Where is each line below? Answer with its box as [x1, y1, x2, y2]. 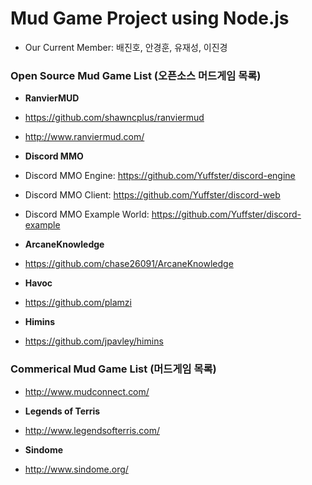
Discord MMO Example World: [24, 208, 150, 221]
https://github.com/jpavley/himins [24, 335, 164, 347]
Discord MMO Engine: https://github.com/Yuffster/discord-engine [24, 170, 296, 182]
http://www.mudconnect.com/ [24, 385, 150, 397]
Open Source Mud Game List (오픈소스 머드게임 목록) [10, 68, 262, 82]
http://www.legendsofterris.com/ [24, 424, 160, 436]
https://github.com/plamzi [24, 297, 132, 309]
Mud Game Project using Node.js [10, 7, 290, 30]
